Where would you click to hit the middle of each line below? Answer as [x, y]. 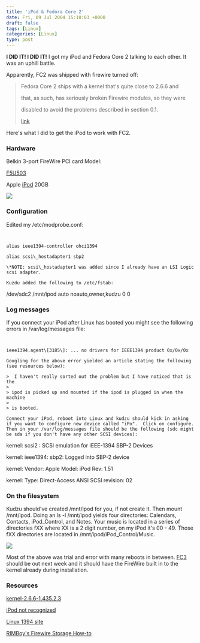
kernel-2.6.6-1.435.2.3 [34, 599]
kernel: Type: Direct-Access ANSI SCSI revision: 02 [69, 480]
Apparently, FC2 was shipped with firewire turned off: [72, 75]
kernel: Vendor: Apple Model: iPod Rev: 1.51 [60, 468]
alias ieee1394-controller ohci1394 [52, 246]
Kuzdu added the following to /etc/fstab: [60, 283]
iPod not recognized [31, 610]
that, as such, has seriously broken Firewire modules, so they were [103, 98]
